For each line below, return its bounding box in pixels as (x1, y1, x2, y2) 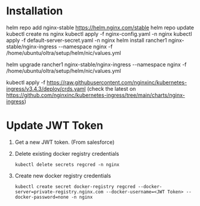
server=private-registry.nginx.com (14, 189, 104, 195)
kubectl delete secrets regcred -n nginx (14, 161, 119, 168)
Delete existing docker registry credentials (14, 150, 119, 157)
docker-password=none (14, 194, 69, 200)
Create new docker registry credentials (14, 172, 112, 179)
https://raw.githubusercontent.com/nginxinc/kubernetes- (47, 79, 187, 86)
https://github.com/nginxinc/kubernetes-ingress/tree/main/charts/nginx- (6, 91, 185, 99)
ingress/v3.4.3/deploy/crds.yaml (6, 85, 86, 92)
